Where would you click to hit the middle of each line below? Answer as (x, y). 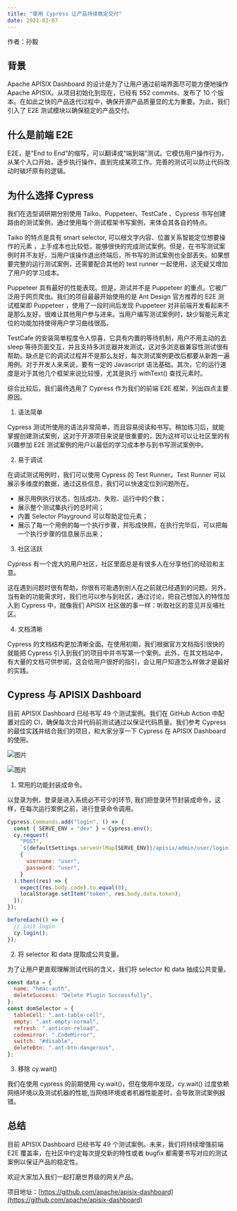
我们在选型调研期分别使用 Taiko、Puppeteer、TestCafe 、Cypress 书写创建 (117, 213)
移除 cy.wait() (37, 1069)
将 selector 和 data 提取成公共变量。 (70, 954)
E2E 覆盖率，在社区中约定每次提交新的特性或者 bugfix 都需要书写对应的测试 (117, 1153)
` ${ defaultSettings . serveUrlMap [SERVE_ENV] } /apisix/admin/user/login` (126, 848)
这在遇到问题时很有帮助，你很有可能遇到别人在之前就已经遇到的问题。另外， (119, 587)
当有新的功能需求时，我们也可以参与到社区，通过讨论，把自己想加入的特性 (115, 596)
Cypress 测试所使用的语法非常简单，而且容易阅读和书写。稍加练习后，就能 (116, 427)
